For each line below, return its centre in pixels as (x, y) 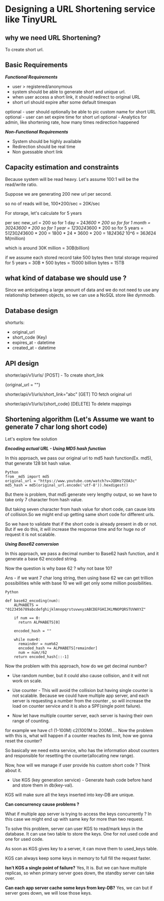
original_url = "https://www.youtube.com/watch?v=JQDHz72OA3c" (71, 481)
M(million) (15, 238)
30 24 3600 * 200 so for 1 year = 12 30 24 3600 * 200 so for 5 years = (74, 228)
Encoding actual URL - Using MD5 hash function (56, 448)
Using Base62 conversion (32, 544)
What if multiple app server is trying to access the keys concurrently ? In (78, 814)
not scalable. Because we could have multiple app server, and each (80, 695)
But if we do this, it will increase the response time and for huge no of (75, 529)
